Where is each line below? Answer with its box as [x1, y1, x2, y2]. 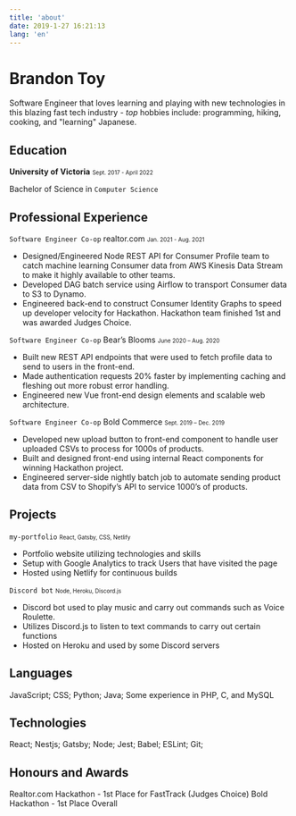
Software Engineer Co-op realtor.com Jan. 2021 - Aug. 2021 [9, 233, 205, 244]
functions [21, 630, 58, 641]
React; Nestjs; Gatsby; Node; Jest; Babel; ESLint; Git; [9, 739, 203, 750]
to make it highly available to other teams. [21, 269, 176, 280]
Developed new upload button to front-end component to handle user [21, 433, 279, 444]
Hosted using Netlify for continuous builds [21, 567, 178, 577]
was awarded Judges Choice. [21, 316, 132, 327]
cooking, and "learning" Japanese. [9, 117, 137, 128]
